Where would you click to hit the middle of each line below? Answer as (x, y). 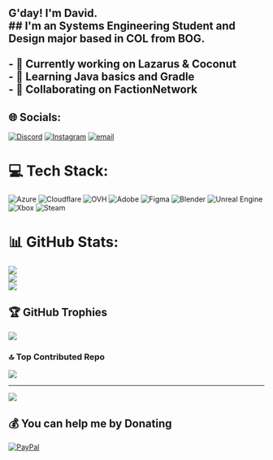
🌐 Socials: (35, 117)
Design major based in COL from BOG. (107, 39)
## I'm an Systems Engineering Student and (122, 26)
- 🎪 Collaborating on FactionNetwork (103, 90)
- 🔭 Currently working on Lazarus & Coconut (123, 64)
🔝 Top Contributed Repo (57, 357)
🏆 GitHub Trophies (58, 312)
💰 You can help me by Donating (90, 423)
